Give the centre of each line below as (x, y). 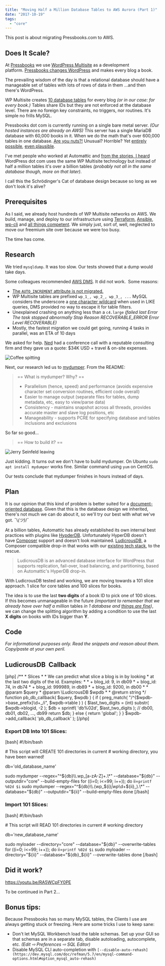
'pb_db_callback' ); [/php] (63, 719)
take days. (16, 272)
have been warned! (25, 757)
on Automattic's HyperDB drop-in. (52, 571)
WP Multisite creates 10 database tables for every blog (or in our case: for (80, 100)
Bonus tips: (23, 907)
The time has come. (25, 239)
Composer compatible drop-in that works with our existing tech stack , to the (82, 546)
